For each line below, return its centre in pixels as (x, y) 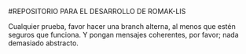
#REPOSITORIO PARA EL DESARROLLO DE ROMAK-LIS (97, 11)
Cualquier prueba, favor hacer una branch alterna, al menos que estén (122, 26)
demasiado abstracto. (43, 43)
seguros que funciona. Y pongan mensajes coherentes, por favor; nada (123, 35)
